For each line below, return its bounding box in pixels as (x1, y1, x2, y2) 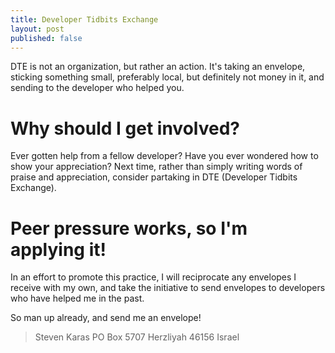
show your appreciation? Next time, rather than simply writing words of (10, 161, 303, 173)
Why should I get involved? (10, 117, 240, 140)
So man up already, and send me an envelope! (10, 312, 202, 324)
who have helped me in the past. (10, 292, 145, 305)
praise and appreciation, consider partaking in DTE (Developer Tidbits (10, 171, 298, 183)
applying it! (10, 238, 107, 261)
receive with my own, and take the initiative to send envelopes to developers (10, 282, 326, 294)
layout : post (10, 24, 65, 34)
